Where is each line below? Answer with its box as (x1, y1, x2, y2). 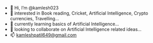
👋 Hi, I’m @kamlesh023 (10, 5, 59, 11)
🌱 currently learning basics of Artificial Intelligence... (10, 21, 120, 27)
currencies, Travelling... (10, 16, 60, 21)
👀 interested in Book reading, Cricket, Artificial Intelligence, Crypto (10, 10, 148, 16)
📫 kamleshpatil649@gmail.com (10, 32, 77, 38)
